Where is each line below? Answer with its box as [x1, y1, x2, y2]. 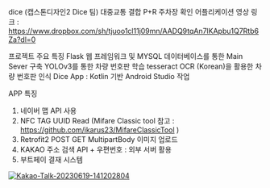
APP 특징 [8, 89, 38, 98]
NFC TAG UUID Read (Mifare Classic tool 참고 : [19, 116, 175, 125]
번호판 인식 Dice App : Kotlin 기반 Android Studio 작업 [16, 72, 190, 81]
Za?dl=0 [8, 35, 36, 44]
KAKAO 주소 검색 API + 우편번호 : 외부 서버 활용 [19, 144, 172, 154]
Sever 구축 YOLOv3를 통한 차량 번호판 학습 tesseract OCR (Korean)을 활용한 [8, 61, 254, 71]
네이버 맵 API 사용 [19, 106, 77, 115]
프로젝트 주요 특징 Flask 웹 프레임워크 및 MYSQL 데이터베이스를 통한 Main [8, 52, 243, 61]
